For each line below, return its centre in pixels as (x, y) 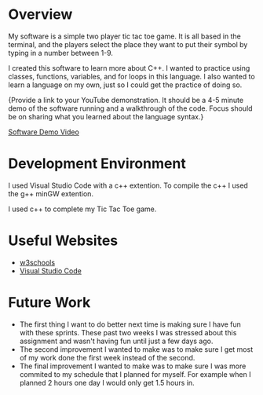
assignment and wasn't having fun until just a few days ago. (116, 341)
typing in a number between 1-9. (61, 53)
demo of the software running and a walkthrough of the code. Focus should (130, 108)
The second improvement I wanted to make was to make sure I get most (136, 349)
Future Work (49, 302)
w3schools (37, 262)
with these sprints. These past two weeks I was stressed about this (128, 332)
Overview (40, 15)
